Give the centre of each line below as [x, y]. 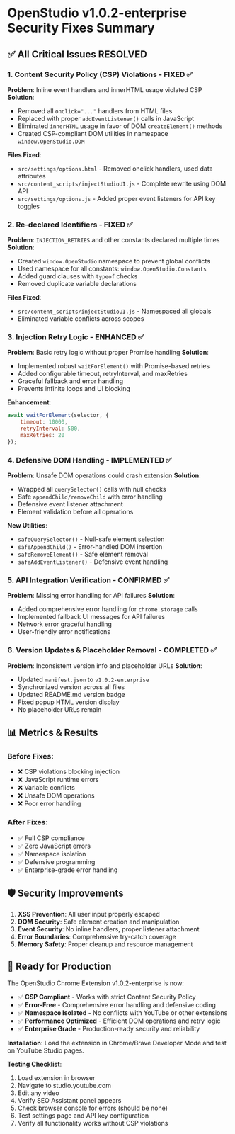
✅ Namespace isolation [52, 854]
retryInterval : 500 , [50, 429]
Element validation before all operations [75, 512]
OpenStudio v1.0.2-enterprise [97, 13]
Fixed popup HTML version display [68, 702]
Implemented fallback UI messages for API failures [91, 617]
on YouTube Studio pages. [46, 1050]
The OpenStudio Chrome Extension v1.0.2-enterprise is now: [96, 983]
